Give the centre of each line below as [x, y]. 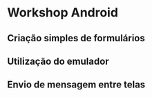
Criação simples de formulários [76, 38]
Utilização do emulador [58, 61]
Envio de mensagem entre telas [76, 85]
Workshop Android [63, 13]
